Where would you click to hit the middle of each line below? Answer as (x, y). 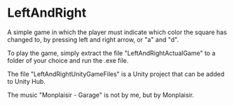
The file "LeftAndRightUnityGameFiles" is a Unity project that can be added (116, 74)
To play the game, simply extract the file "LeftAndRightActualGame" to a (111, 53)
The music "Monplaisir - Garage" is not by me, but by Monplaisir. (101, 95)
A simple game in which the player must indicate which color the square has (117, 32)
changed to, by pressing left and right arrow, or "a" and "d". (93, 39)
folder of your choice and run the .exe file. (68, 60)
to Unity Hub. (26, 81)
